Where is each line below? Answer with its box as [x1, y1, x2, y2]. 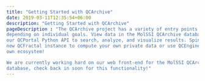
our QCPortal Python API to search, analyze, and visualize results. [6, 37, 187, 43]
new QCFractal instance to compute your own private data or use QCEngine [6, 43, 201, 49]
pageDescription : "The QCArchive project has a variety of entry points [6, 26, 198, 32]
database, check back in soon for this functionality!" [6, 65, 151, 71]
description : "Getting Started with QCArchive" [6, 20, 130, 26]
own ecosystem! [6, 49, 45, 55]
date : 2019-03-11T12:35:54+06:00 [6, 15, 92, 21]
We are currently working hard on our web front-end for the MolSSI [6, 59, 184, 66]
